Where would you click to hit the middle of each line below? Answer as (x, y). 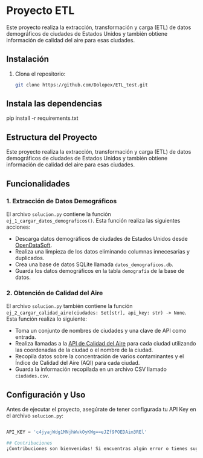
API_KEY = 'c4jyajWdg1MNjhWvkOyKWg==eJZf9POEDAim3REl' (77, 432)
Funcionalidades (38, 184)
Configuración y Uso (46, 395)
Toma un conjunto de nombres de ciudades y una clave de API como (101, 331)
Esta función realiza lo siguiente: (47, 319)
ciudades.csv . (32, 376)
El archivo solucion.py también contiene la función (69, 306)
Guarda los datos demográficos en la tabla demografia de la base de (99, 270)
